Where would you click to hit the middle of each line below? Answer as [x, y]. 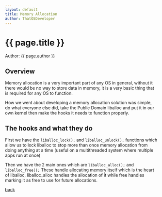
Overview [20, 71]
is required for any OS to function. [39, 93]
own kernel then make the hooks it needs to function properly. [67, 113]
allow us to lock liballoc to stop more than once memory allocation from [76, 145]
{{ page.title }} [35, 42]
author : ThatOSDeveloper [30, 18]
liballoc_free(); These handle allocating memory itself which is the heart [80, 170]
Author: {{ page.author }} [30, 56]
